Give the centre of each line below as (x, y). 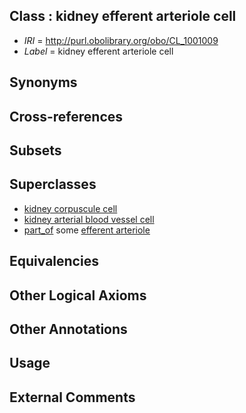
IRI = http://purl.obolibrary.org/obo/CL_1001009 (121, 40)
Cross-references (66, 116)
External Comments (72, 397)
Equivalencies (54, 261)
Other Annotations (68, 329)
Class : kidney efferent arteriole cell (123, 16)
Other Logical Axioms (78, 295)
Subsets (35, 150)
